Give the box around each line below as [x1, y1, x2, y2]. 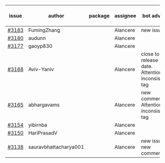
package [89, 12, 110, 19]
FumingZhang [28, 27, 60, 33]
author [48, 12, 65, 19]
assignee [114, 12, 137, 19]
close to [140, 51, 160, 57]
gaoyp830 [28, 43, 53, 49]
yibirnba [28, 122, 48, 128]
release [140, 57, 159, 63]
